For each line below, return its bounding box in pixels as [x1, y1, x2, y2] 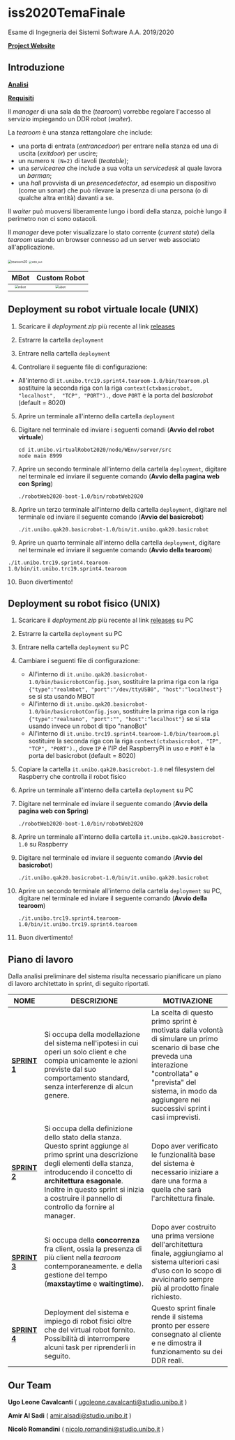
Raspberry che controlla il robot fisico [17, 773, 127, 781]
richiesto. [151, 1292, 182, 1302]
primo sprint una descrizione [44, 1150, 139, 1160]
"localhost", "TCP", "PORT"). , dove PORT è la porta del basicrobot [17, 391, 213, 399]
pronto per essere [151, 1321, 210, 1331]
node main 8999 [17, 452, 63, 460]
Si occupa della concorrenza [44, 1236, 140, 1245]
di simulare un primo [151, 1034, 218, 1044]
